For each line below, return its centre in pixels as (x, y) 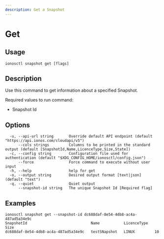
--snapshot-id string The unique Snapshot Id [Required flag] (85, 188)
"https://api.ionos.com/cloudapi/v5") (45, 141)
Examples (20, 203)
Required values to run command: (39, 100)
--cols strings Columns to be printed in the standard (84, 145)
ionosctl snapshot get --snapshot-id (44, 215)
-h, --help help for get (53, 171)
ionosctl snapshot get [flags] (37, 64)
